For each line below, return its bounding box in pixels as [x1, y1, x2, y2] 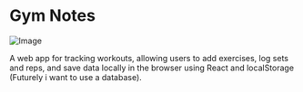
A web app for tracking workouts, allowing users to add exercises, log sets [9, 52, 289, 63]
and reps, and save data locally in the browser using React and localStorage [9, 62, 294, 73]
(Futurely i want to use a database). [9, 71, 143, 82]
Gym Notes [9, 5, 96, 26]
